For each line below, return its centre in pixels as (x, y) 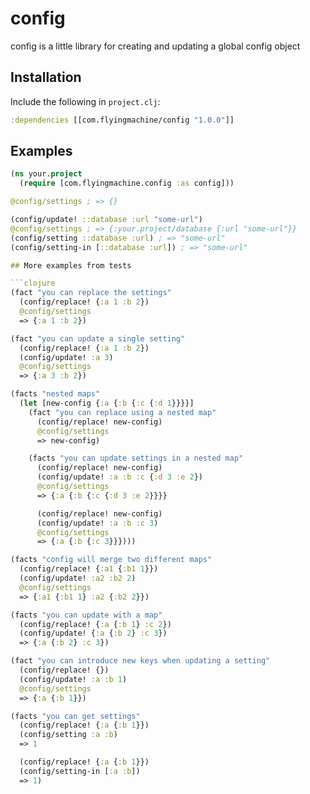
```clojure (33, 283)
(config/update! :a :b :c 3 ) (97, 523)
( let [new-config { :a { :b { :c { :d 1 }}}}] (107, 403)
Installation (46, 77)
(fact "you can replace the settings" (91, 293)
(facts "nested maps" (55, 394)
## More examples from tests (71, 265)
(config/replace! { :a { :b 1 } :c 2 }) (95, 624)
